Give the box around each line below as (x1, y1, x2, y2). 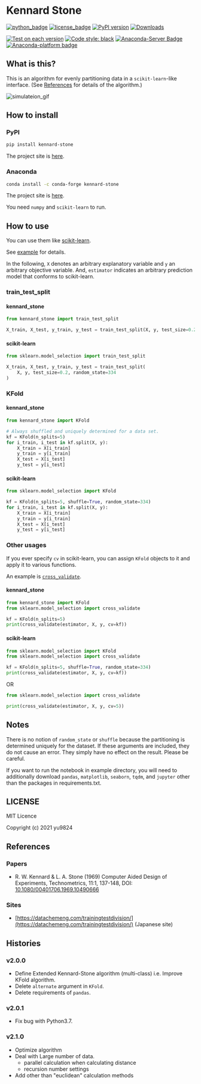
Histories (6, 938, 41, 948)
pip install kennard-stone (6, 142, 74, 148)
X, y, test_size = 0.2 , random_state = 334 (17, 370, 117, 376)
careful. (6, 755, 26, 762)
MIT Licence (6, 812, 37, 819)
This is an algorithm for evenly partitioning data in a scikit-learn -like (6, 74, 178, 82)
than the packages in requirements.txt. (6, 779, 102, 786)
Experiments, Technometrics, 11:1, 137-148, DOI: (14, 879, 133, 887)
